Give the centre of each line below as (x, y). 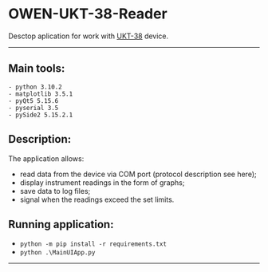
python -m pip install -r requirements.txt (93, 244)
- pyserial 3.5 (33, 108)
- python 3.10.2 (35, 87)
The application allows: (46, 158)
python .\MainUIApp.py (57, 253)
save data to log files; (55, 191)
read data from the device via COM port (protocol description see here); (138, 174)
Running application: (61, 224)
